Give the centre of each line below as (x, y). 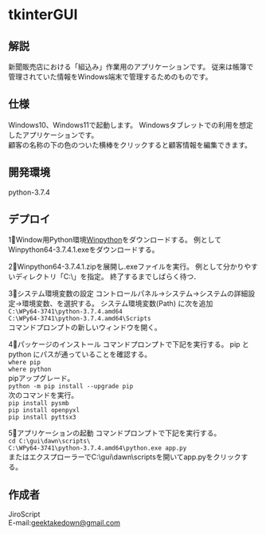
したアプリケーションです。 (53, 135)
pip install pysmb (39, 403)
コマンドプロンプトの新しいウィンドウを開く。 (85, 328)
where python (30, 370)
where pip (25, 363)
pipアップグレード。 (41, 378)
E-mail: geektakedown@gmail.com (65, 523)
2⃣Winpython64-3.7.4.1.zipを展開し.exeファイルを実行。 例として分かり (126, 267)
